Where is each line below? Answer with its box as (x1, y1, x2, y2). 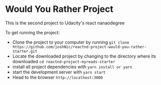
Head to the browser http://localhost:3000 (12, 74, 103, 80)
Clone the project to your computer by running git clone (12, 39, 130, 45)
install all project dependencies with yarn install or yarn (12, 64, 133, 70)
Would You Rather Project (5, 3, 114, 15)
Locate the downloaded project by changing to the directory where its (12, 53, 156, 59)
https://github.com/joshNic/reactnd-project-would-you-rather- (12, 44, 147, 49)
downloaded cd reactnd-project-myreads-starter (12, 58, 116, 64)
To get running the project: (5, 29, 60, 35)
